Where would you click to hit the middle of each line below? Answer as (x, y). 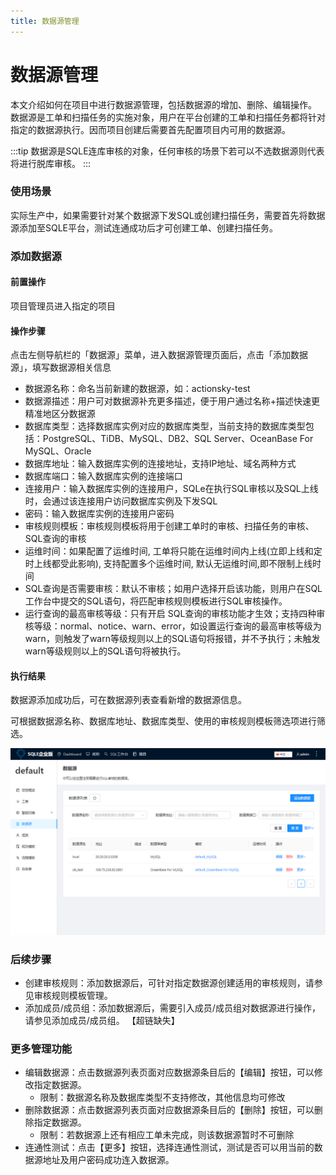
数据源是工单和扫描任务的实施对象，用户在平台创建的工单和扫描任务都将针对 (168, 117)
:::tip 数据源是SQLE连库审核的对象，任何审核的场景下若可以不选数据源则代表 (167, 151)
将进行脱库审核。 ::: (51, 163)
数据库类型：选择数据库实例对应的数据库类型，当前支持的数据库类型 (165, 426)
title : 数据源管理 (45, 21)
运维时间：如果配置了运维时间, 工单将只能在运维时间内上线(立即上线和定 (173, 551)
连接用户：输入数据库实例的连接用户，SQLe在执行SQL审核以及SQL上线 (171, 489)
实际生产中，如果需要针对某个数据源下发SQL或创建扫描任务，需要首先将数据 (168, 215)
